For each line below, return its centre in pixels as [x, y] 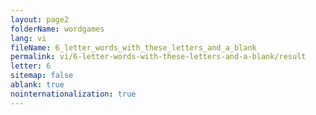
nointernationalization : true [73, 94]
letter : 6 [31, 66]
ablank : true [37, 85]
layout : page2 [40, 19]
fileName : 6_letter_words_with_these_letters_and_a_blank [133, 47]
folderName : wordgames [57, 29]
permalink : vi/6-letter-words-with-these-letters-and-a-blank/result [158, 57]
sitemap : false [42, 76]
